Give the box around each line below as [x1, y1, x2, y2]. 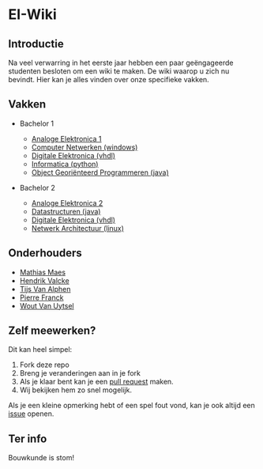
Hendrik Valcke [19, 275, 70, 286]
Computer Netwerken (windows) [31, 142, 138, 152]
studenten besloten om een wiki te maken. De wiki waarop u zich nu [8, 66, 230, 76]
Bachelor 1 [19, 119, 54, 128]
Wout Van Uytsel [19, 301, 74, 310]
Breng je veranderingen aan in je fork [19, 369, 141, 378]
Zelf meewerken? [8, 324, 96, 338]
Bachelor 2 [19, 183, 55, 192]
